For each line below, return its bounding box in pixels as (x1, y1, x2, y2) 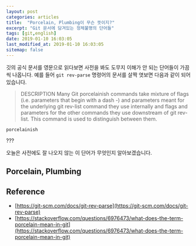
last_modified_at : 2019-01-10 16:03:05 (6, 42, 104, 48)
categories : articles (6, 14, 59, 20)
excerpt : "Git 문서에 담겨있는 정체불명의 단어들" (6, 25, 114, 31)
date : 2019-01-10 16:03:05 (6, 36, 72, 42)
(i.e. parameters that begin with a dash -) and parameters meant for (20, 97, 185, 104)
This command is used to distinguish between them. (30, 115, 157, 122)
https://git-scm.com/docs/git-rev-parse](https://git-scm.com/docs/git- (16, 202, 188, 209)
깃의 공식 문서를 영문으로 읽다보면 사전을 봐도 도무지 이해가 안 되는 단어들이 (6, 64, 179, 71)
